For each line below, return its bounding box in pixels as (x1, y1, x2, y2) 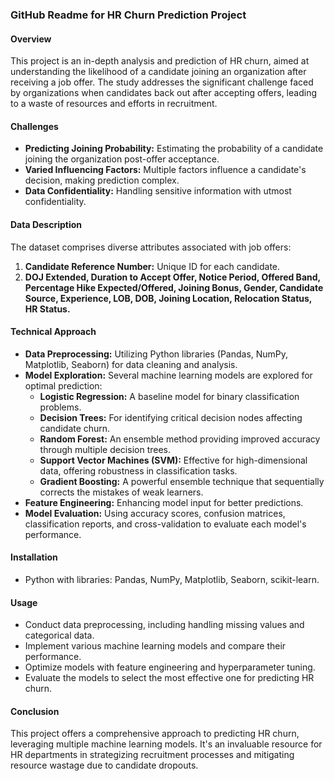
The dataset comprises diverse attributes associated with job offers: (10, 241, 292, 253)
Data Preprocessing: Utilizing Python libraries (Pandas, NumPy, (24, 348, 289, 360)
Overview (10, 33, 52, 45)
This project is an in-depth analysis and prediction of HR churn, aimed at (10, 55, 310, 67)
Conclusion (10, 705, 60, 717)
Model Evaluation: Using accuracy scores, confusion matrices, (24, 507, 286, 519)
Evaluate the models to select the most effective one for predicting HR (24, 672, 315, 684)
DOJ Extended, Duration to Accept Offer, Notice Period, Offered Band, (24, 271, 321, 283)
